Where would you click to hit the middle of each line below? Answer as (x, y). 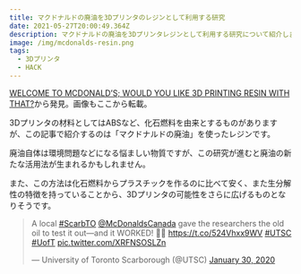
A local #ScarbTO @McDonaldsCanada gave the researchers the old (158, 223)
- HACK (30, 68)
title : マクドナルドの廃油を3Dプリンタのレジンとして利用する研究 (117, 17)
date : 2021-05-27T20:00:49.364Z (69, 26)
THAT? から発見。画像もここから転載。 (81, 103)
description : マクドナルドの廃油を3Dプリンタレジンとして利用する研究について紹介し (149, 34)
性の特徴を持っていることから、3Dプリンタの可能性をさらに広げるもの (140, 194)
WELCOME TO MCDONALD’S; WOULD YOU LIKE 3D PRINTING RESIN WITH (150, 93)
